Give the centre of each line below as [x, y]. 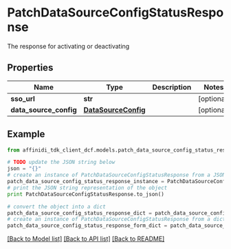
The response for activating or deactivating [68, 46]
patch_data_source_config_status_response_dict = [80, 213]
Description [172, 87]
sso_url [23, 99]
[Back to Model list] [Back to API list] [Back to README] [86, 239]
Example [26, 134]
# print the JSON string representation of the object [87, 188]
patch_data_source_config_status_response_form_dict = [87, 226]
